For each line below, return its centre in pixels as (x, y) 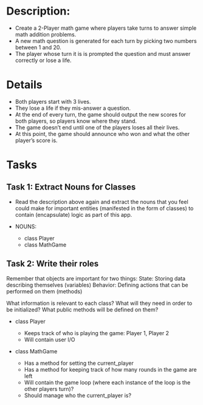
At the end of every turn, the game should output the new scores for (101, 114)
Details (24, 85)
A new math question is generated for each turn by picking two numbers (106, 41)
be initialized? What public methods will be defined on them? (82, 309)
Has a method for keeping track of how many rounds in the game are (110, 369)
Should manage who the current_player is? (78, 395)
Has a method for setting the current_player (79, 363)
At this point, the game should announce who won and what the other (102, 134)
